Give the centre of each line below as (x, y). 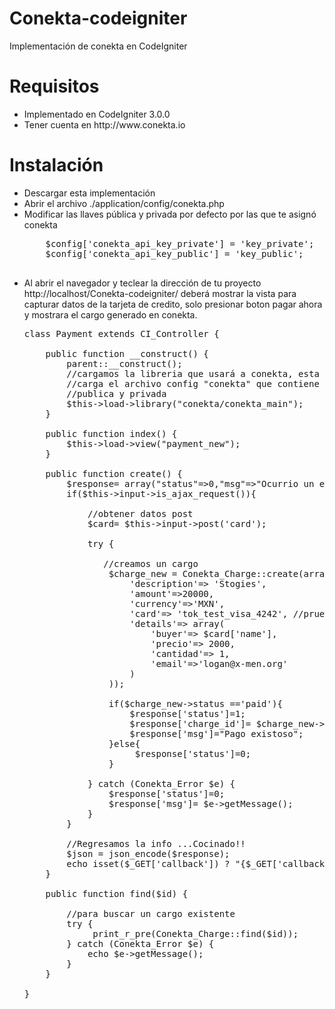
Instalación (56, 165)
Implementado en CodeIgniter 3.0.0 (97, 114)
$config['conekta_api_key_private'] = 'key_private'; (180, 243)
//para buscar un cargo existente (151, 913)
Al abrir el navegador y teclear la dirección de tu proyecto (142, 283)
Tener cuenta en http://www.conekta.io (104, 124)
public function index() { (111, 433)
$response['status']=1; (187, 713)
